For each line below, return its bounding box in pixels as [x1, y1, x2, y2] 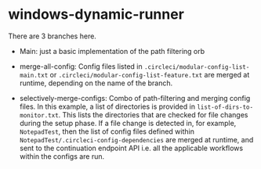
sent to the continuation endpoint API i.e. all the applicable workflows [19, 143, 244, 153]
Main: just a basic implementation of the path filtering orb [19, 46, 205, 56]
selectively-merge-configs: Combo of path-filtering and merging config [19, 93, 251, 102]
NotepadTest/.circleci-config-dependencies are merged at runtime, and [19, 135, 254, 144]
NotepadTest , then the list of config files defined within [19, 127, 194, 136]
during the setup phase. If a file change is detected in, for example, [19, 118, 237, 128]
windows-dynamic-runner [8, 5, 184, 23]
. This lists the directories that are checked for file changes [58, 110, 248, 119]
